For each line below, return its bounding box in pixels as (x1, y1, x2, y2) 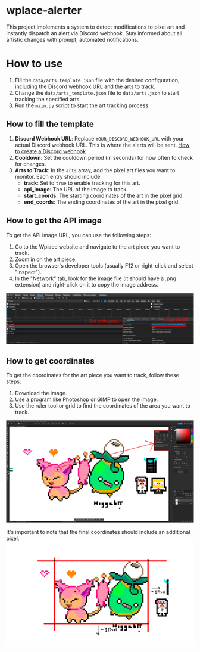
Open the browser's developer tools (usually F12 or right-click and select (14, 262, 193, 269)
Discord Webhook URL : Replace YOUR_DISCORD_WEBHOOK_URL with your (14, 135, 185, 142)
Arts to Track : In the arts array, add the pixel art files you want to (14, 166, 176, 173)
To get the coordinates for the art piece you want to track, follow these (6, 372, 180, 379)
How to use (6, 57, 63, 70)
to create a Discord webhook (14, 147, 86, 155)
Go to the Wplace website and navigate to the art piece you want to (14, 243, 180, 250)
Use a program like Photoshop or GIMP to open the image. (14, 396, 158, 403)
